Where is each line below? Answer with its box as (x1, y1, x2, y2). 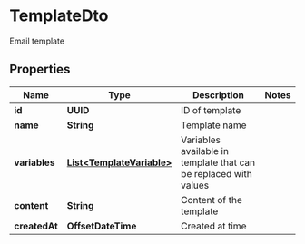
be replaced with (181, 167, 252, 180)
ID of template (181, 103, 241, 116)
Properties (9, 62, 71, 77)
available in (181, 144, 230, 157)
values (181, 179, 210, 191)
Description (192, 88, 245, 101)
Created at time (181, 220, 247, 232)
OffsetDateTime (66, 220, 137, 232)
